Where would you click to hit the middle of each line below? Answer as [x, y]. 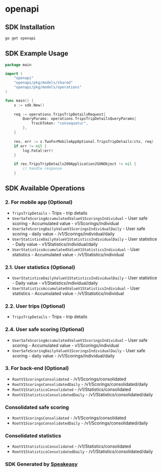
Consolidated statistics [33, 436]
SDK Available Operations [45, 189]
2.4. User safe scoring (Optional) [45, 330]
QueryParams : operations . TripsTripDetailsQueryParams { [80, 119]
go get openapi [20, 38]
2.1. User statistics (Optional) [40, 267]
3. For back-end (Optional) [37, 368]
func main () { [20, 101]
